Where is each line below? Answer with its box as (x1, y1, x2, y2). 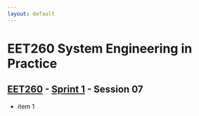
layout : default (7, 10, 55, 18)
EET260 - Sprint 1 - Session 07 (7, 84, 143, 96)
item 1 (17, 102, 35, 110)
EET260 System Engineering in (7, 40, 193, 56)
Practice (7, 56, 58, 71)
